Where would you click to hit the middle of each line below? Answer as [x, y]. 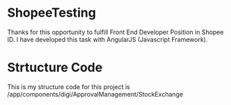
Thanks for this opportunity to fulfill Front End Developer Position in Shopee [115, 32]
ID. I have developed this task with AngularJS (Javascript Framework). [107, 39]
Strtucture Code [55, 68]
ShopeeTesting [51, 13]
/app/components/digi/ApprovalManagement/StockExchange [95, 94]
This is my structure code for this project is [69, 87]
